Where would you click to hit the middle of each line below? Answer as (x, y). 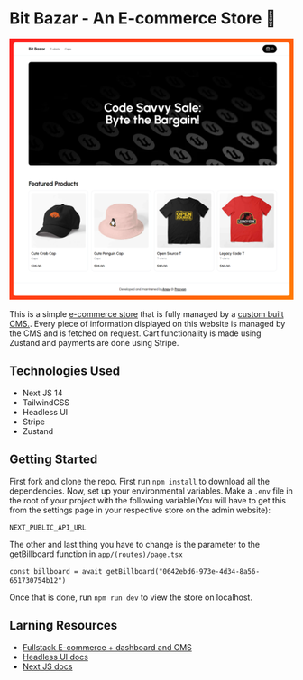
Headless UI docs (55, 657)
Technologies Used (64, 372)
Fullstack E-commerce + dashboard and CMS (107, 647)
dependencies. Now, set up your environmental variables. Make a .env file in (151, 491)
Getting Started (54, 460)
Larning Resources (64, 626)
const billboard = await (56, 571)
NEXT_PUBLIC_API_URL (48, 527)
